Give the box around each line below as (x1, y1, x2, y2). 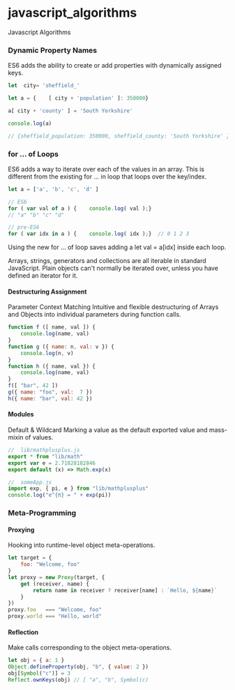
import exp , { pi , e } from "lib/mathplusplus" (8, 485, 149, 493)
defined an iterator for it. (8, 271, 78, 280)
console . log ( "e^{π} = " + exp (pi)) (8, 492, 112, 499)
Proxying (8, 525, 35, 534)
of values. (24, 433, 54, 442)
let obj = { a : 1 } (8, 657, 65, 664)
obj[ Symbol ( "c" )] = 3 (8, 670, 71, 677)
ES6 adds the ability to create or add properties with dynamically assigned (8, 61, 222, 70)
